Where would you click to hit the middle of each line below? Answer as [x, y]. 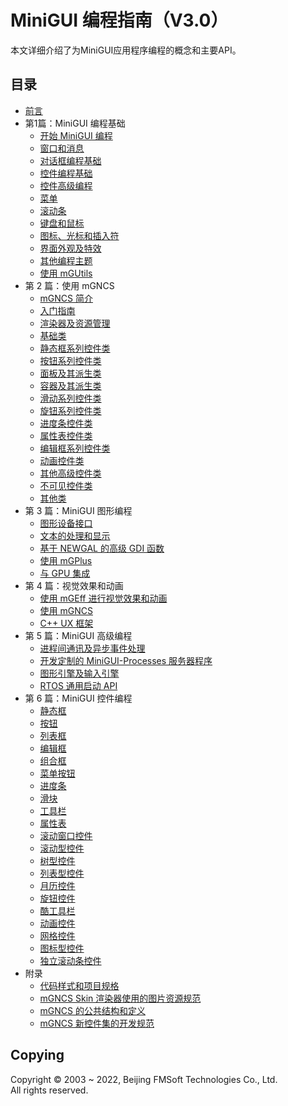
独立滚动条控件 [70, 960]
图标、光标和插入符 [79, 235]
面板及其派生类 [70, 373]
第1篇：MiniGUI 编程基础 [75, 123]
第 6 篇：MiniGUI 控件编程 [78, 698]
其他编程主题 [66, 260]
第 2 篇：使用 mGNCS [69, 285]
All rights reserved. [49, 1090]
